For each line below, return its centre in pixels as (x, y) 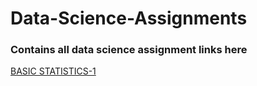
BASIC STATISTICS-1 (53, 71)
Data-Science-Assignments (129, 18)
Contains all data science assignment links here (129, 50)
